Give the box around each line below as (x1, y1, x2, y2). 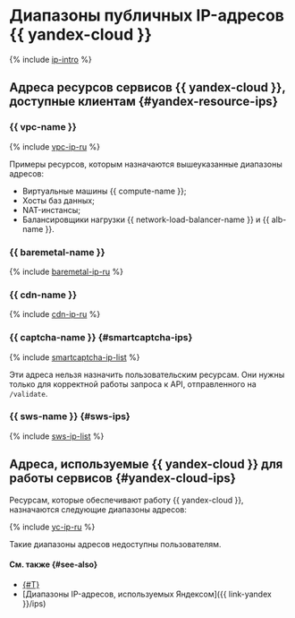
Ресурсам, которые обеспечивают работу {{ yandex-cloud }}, (9, 494, 244, 505)
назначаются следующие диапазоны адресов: (9, 503, 188, 515)
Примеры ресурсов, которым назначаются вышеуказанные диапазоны (9, 159, 283, 169)
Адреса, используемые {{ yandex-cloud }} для (9, 457, 283, 472)
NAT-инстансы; (21, 204, 80, 215)
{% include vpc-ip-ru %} (9, 141, 101, 152)
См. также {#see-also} (9, 559, 98, 570)
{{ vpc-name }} (9, 121, 78, 133)
